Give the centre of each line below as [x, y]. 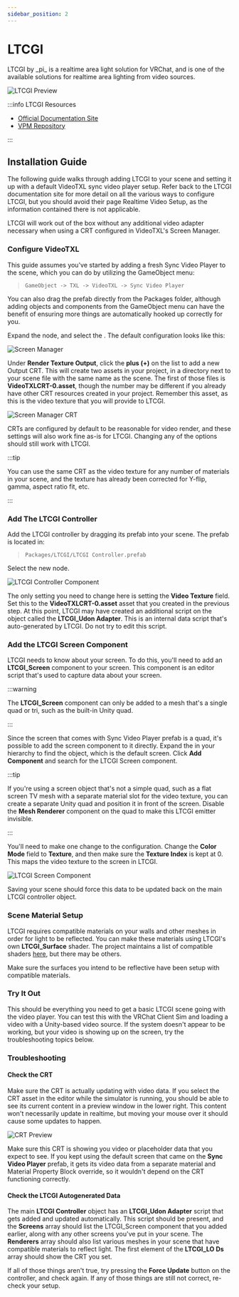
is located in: [26, 541]
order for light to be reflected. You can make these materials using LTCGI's [117, 938]
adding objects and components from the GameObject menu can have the [116, 306]
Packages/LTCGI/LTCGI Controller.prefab [85, 555]
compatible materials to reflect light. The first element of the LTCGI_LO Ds [116, 1249]
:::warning [22, 689]
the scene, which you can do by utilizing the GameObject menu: [101, 273]
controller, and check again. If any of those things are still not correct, [109, 1278]
